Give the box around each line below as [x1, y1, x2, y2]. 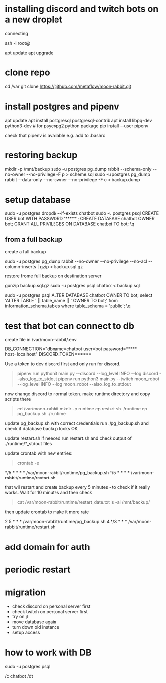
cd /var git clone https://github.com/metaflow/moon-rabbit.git [5, 83, 131, 89]
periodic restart [5, 564, 71, 575]
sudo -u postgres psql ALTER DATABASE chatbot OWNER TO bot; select [5, 292, 153, 298]
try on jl [12, 614, 28, 619]
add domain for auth [5, 541, 90, 552]
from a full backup [5, 235, 63, 244]
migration [5, 587, 46, 598]
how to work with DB [5, 647, 92, 658]
